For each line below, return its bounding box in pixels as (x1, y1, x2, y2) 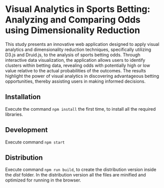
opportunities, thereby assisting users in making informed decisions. (5, 78, 146, 84)
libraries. (5, 111, 23, 117)
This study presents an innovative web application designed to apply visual (5, 41, 160, 47)
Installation (5, 93, 41, 101)
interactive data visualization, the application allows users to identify (5, 57, 146, 63)
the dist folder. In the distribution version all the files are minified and (5, 172, 146, 178)
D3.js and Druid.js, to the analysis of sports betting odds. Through (5, 51, 141, 58)
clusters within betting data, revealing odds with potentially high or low (5, 62, 151, 68)
